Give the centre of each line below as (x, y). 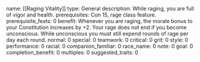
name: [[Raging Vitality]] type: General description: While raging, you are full (100, 9)
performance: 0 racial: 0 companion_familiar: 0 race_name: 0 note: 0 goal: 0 (100, 46)
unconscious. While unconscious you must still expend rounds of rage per (97, 34)
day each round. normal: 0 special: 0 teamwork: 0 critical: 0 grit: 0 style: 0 (97, 40)
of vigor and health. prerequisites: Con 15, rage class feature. (81, 15)
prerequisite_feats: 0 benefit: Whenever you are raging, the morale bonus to (99, 21)
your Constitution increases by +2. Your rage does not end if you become (96, 27)
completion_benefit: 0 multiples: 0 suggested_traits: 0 (72, 52)
